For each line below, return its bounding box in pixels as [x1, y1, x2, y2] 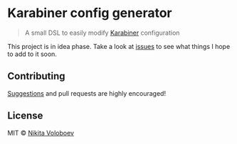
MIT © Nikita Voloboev [7, 128, 75, 137]
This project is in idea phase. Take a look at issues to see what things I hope [7, 42, 231, 50]
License [7, 110, 43, 122]
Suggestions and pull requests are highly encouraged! [7, 89, 166, 97]
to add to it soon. [7, 50, 57, 58]
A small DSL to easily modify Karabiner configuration [24, 28, 180, 37]
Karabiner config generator [7, 5, 172, 21]
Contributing [7, 70, 65, 82]
